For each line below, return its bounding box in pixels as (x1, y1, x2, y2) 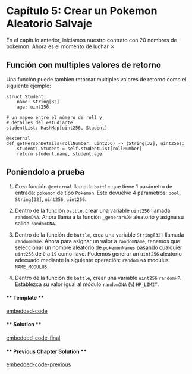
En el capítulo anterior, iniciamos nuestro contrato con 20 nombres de (6, 36, 177, 43)
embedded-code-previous (6, 361, 71, 368)
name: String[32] (17, 99, 60, 105)
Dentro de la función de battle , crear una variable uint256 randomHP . (14, 274, 182, 281)
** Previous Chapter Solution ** (6, 348, 87, 355)
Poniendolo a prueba (6, 167, 85, 177)
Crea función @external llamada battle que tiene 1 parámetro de (14, 183, 173, 190)
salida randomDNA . (14, 219, 56, 227)
